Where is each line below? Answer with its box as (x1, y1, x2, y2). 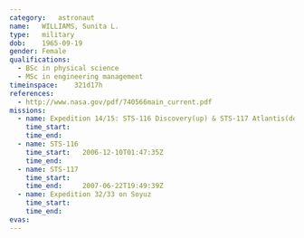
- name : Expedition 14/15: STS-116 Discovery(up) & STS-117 (17, 114, 249, 123)
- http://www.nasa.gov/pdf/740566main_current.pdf (17, 97, 213, 107)
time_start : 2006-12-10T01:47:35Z (25, 148, 165, 157)
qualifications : (9, 55, 71, 64)
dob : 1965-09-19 (9, 38, 83, 48)
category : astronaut (9, 13, 95, 23)
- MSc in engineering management (17, 72, 144, 81)
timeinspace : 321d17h (9, 81, 103, 90)
